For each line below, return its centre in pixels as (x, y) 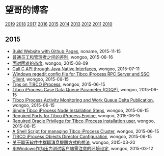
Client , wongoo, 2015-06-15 (40, 79)
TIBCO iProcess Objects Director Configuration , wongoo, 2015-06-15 (82, 136)
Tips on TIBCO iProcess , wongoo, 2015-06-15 (59, 84)
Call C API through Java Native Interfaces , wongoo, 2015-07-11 (76, 69)
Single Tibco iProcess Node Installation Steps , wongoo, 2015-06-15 (80, 110)
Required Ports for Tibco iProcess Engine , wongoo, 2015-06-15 (76, 115)
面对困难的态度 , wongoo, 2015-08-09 (50, 63)
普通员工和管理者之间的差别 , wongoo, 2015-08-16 (63, 57)
